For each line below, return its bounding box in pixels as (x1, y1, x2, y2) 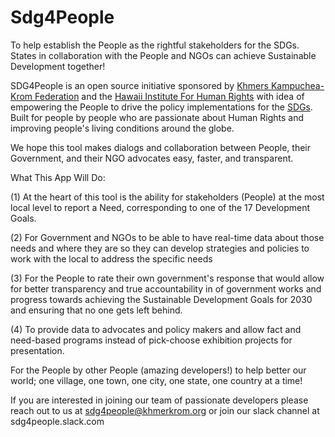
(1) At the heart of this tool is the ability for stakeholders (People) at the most (10, 191, 325, 203)
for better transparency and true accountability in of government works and (10, 282, 322, 295)
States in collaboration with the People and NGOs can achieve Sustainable (10, 49, 317, 61)
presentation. (10, 344, 65, 356)
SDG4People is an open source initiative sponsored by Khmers (10, 79, 269, 91)
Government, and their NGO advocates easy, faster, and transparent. (10, 152, 294, 164)
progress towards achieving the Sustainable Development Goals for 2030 (10, 293, 313, 305)
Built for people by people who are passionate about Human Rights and (10, 111, 305, 123)
